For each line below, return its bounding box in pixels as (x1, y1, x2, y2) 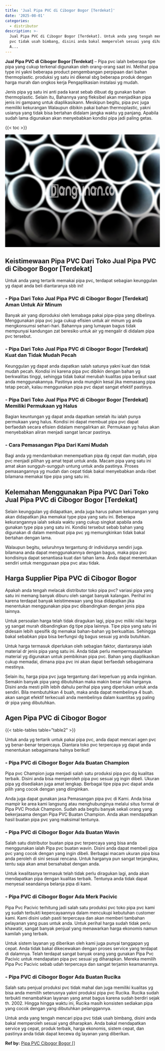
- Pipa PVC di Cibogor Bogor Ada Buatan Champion (5, 759, 130, 766)
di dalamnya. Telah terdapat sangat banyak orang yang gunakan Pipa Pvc (5, 951, 154, 956)
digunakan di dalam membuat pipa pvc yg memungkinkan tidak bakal (5, 530, 145, 536)
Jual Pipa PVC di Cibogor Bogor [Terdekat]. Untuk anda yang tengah (9, 34, 153, 39)
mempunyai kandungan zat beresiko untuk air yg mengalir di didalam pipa (5, 328, 155, 334)
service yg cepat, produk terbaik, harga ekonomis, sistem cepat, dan (5, 1025, 144, 1031)
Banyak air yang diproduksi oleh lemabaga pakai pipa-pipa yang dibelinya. (5, 313, 156, 318)
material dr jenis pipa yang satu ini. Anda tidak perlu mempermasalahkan (5, 648, 152, 654)
